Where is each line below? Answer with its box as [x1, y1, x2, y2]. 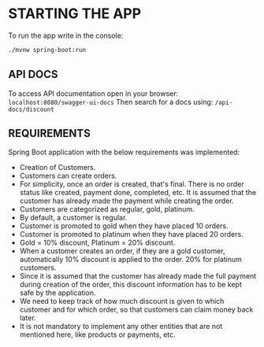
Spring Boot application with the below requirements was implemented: [8, 147, 240, 157]
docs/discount [8, 105, 55, 113]
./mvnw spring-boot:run [8, 46, 87, 54]
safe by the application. [19, 288, 96, 297]
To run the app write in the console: [8, 31, 124, 40]
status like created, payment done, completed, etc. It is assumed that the [19, 188, 257, 197]
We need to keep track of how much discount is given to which [19, 297, 225, 306]
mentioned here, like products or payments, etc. [19, 330, 176, 339]
